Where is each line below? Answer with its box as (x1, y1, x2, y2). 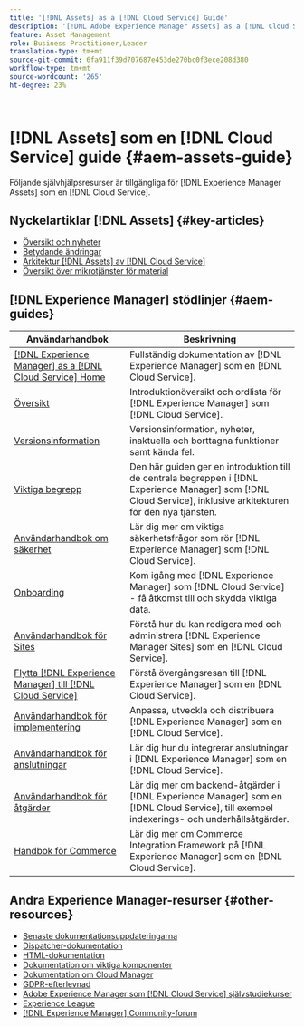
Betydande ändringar (22, 247, 102, 257)
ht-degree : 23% (9, 81, 67, 90)
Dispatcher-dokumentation (22, 940, 124, 951)
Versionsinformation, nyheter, (129, 423, 256, 436)
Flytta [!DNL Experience (14, 667, 116, 680)
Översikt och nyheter (22, 237, 101, 247)
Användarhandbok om (14, 532, 109, 545)
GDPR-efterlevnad (22, 979, 91, 989)
